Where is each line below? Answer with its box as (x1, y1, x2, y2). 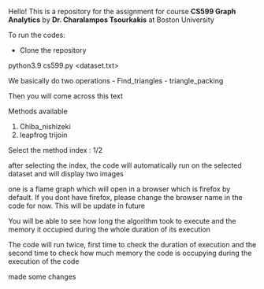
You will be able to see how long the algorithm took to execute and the (8, 217, 236, 225)
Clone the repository (19, 46, 87, 54)
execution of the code (8, 257, 80, 266)
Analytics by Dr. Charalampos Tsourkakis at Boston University (8, 15, 214, 24)
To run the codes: (8, 31, 65, 39)
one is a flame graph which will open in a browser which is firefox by (8, 184, 231, 194)
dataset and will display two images (8, 169, 124, 178)
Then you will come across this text (8, 91, 124, 101)
